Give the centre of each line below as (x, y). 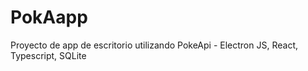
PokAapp (49, 17)
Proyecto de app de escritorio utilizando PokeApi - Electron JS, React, (154, 45)
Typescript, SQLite (48, 55)
